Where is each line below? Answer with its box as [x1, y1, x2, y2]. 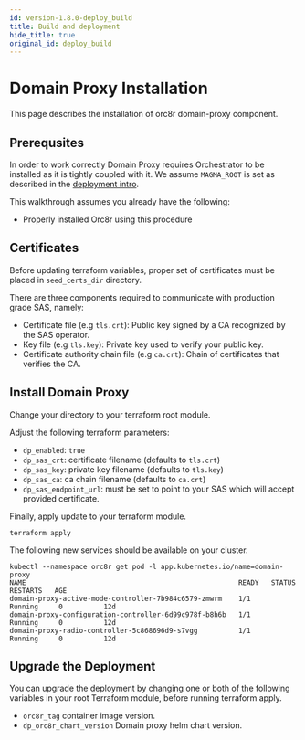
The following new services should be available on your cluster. [9, 544, 248, 555]
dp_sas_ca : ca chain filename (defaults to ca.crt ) [22, 473, 206, 484]
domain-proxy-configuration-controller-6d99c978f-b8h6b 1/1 [9, 609, 251, 619]
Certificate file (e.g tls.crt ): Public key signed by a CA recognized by [22, 319, 286, 330]
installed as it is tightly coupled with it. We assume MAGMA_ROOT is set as [9, 169, 276, 179]
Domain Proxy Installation [9, 79, 208, 99]
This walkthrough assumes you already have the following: [9, 196, 230, 206]
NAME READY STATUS [9, 577, 297, 587]
